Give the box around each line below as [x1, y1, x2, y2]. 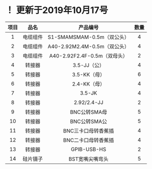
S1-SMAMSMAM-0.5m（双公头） [47, 33, 129, 40]
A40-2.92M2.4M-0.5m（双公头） [47, 43, 130, 50]
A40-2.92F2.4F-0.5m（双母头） [49, 52, 128, 59]
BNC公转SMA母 [69, 108, 107, 115]
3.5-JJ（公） [72, 61, 104, 68]
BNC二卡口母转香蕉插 [63, 136, 114, 143]
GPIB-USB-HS [70, 145, 106, 152]
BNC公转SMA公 [69, 118, 107, 125]
